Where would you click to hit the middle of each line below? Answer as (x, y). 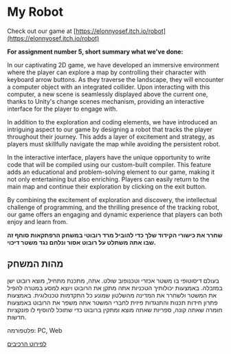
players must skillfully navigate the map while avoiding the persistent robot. (114, 144)
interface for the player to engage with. (63, 109)
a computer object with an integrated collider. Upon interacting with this (109, 87)
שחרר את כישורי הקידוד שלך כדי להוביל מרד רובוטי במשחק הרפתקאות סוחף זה (115, 235)
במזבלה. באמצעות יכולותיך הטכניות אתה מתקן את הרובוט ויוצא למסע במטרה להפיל (115, 288)
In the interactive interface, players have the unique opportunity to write (109, 157)
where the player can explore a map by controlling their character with (107, 72)
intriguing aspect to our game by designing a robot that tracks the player (110, 129)
